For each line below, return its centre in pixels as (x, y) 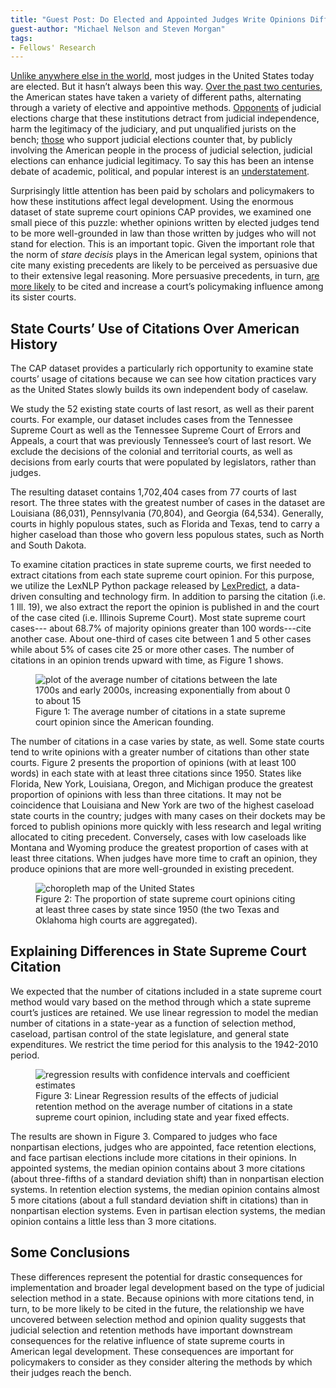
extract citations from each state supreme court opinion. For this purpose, (162, 575)
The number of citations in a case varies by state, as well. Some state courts (167, 742)
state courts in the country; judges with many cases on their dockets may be (168, 816)
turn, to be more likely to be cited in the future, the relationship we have (157, 1308)
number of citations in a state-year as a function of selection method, (153, 1023)
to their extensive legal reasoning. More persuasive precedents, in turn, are (165, 276)
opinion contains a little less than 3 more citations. (113, 1221)
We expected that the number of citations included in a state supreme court (166, 991)
